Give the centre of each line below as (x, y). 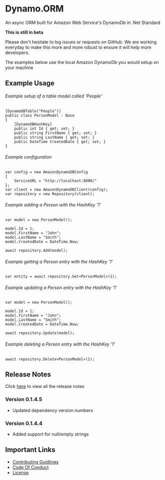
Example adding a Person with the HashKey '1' (53, 205)
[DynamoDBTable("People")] (33, 111)
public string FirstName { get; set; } (56, 133)
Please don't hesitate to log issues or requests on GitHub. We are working (81, 42)
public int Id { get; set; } (44, 128)
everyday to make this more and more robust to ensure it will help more (78, 47)
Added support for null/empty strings (50, 434)
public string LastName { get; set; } (54, 137)
